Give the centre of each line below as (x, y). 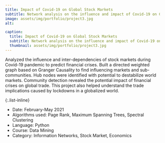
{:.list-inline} (17, 100)
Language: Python (31, 125)
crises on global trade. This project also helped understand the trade (74, 85)
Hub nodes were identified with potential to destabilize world (95, 75)
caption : (14, 32)
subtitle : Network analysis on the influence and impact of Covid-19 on (81, 14)
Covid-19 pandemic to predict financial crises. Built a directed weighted (77, 64)
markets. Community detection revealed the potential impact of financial (78, 80)
